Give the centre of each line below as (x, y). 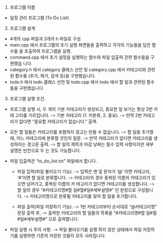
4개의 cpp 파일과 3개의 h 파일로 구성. (46, 39)
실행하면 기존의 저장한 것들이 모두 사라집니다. (62, 236)
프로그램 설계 (22, 28)
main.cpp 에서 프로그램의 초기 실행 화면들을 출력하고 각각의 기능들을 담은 (80, 45)
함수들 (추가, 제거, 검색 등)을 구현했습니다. (55, 76)
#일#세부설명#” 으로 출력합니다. (48, 219)
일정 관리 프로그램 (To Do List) (39, 18)
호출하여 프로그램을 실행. (48, 51)
